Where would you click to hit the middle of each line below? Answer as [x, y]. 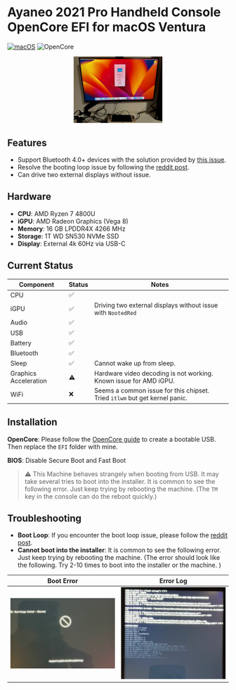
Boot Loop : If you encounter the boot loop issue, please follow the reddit [123, 535]
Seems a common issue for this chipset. [152, 390]
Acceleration [29, 381]
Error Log [173, 580]
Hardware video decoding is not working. [154, 373]
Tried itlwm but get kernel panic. [141, 398]
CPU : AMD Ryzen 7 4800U [57, 213]
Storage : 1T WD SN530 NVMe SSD [68, 236]
